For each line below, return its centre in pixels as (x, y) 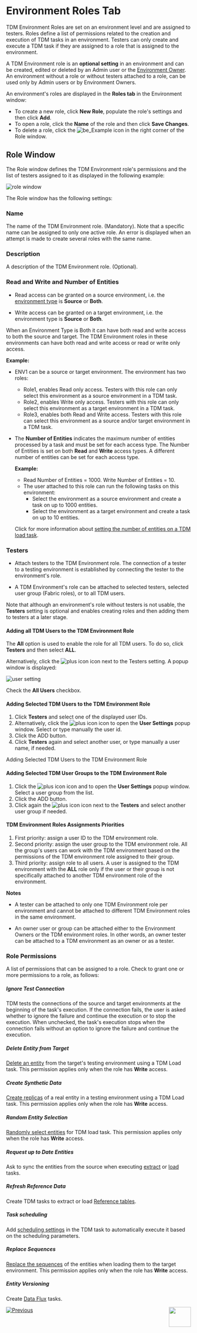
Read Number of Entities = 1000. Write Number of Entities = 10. (99, 480)
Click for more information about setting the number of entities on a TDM (103, 528)
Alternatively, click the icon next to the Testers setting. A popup (97, 661)
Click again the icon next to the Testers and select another (100, 805)
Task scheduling (27, 1215)
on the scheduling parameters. (43, 1236)
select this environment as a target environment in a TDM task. (99, 408)
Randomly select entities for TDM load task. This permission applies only (94, 1132)
